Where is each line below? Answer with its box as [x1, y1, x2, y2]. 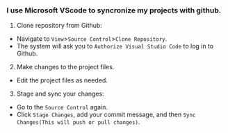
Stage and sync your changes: [16, 89, 105, 98]
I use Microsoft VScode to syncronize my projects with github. [6, 6, 222, 15]
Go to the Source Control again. [16, 103, 108, 112]
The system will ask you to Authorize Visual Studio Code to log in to [16, 42, 214, 51]
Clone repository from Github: [16, 21, 102, 30]
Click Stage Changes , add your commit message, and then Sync [16, 110, 196, 119]
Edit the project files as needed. [16, 76, 108, 85]
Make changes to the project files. [16, 63, 115, 71]
